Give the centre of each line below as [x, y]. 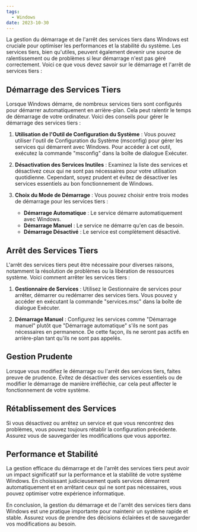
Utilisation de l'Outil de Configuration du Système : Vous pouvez [95, 135]
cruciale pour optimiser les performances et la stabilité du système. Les [93, 46]
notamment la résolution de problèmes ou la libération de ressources [90, 271]
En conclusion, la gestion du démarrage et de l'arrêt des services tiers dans [99, 505]
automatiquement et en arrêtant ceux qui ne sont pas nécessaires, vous [94, 488]
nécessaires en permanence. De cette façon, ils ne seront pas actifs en [102, 332]
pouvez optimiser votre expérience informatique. [66, 493]
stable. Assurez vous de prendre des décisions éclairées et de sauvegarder [98, 518]
